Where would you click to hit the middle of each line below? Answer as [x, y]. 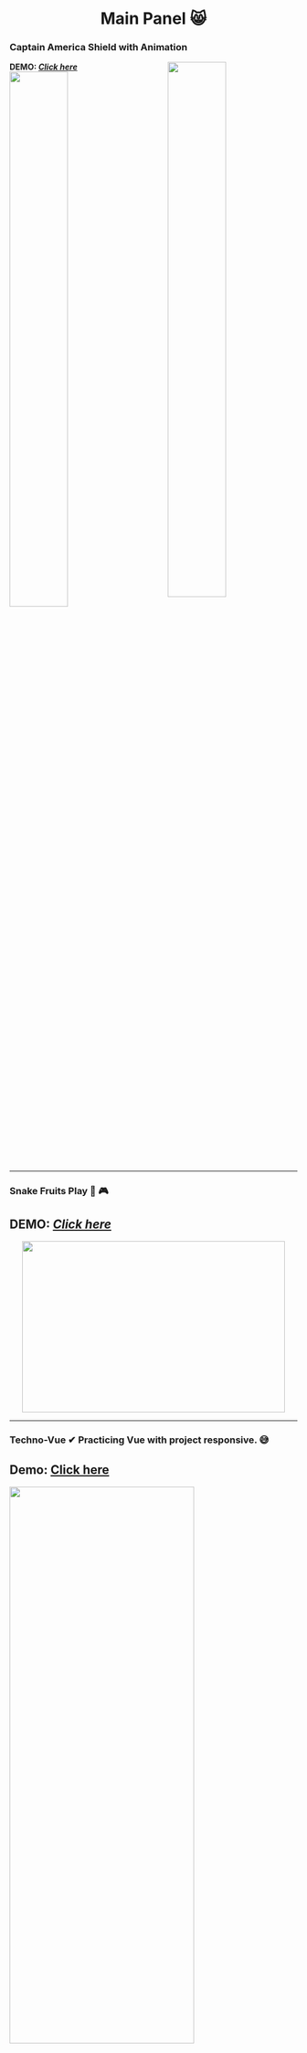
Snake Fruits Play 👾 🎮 [59, 1191]
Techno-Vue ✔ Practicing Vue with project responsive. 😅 [139, 1440]
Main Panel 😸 [153, 19]
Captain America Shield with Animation [99, 48]
